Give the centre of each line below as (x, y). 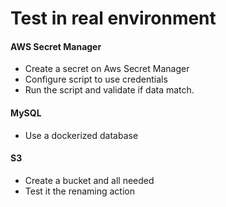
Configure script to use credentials (96, 79)
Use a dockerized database (81, 135)
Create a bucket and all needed (89, 180)
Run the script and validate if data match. (109, 90)
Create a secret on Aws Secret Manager (107, 69)
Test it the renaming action (79, 191)
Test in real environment (113, 18)
